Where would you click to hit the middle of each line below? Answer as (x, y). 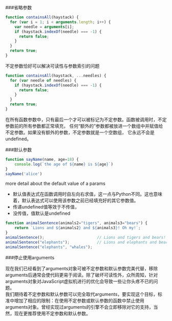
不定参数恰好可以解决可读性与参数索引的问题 (52, 66)
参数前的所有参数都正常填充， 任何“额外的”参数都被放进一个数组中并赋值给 (84, 126)
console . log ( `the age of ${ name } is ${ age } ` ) (64, 164)
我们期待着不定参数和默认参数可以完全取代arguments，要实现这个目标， (82, 294)
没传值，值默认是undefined (41, 213)
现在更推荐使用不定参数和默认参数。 (52, 313)
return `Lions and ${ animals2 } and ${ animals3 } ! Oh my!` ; (78, 228)
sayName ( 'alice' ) (24, 174)
